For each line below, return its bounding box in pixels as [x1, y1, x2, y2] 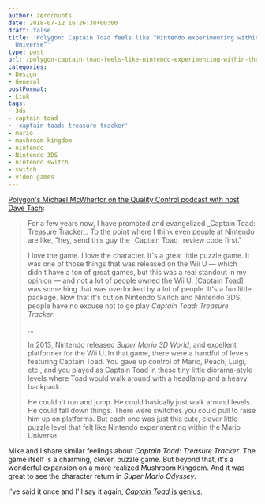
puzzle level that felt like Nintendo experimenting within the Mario [27, 422, 241, 431]
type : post [8, 48, 44, 56]
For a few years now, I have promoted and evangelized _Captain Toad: [27, 218, 256, 228]
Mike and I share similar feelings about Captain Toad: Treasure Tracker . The [8, 446, 256, 455]
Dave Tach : [8, 203, 45, 213]
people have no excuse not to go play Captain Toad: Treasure [27, 301, 229, 310]
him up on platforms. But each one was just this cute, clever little [27, 414, 238, 423]
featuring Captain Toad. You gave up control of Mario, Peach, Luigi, [27, 356, 247, 366]
